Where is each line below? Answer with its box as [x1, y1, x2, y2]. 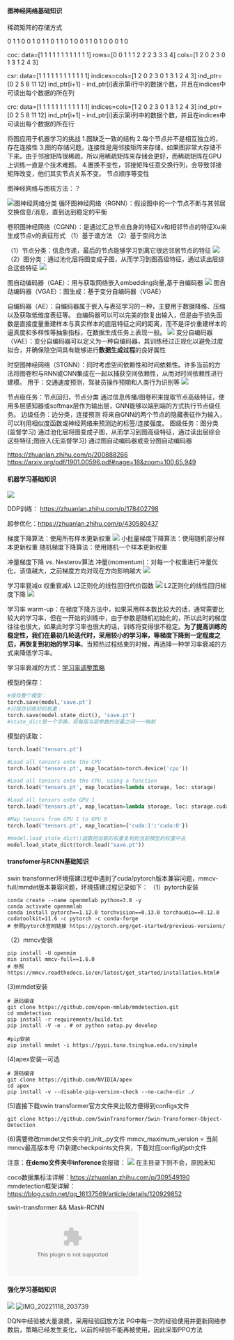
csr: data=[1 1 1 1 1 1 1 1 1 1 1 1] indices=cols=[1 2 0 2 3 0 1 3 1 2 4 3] [7, 72, 197, 80]
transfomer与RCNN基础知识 [7, 857, 89, 865]
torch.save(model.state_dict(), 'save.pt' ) [7, 712, 136, 719]
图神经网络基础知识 [7, 6, 63, 15]
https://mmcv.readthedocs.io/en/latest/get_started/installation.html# [7, 969, 219, 976]
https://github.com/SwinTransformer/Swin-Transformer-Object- [38, 1115, 223, 1122]
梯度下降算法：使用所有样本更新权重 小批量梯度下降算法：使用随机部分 [7, 534, 219, 543]
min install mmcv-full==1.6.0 [7, 955, 95, 963]
